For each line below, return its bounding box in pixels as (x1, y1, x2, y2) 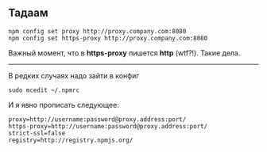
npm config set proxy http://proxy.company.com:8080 (8, 27, 187, 35)
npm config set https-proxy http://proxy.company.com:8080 (8, 34, 208, 42)
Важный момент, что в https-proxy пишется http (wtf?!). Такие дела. (8, 47, 241, 58)
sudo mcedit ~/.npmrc (8, 86, 80, 94)
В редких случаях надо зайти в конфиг (8, 70, 140, 80)
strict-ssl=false (8, 129, 66, 137)
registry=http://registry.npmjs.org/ (8, 136, 133, 144)
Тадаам (8, 6, 48, 20)
